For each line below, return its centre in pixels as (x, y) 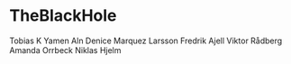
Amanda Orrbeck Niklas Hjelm (65, 50)
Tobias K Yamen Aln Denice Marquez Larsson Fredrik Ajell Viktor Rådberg (146, 41)
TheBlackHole (63, 16)
